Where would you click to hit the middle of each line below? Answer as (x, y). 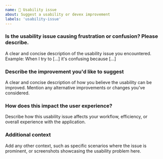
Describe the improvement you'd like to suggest (65, 72)
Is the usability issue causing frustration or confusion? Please (82, 36)
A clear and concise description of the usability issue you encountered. (78, 53)
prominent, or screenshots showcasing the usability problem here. (73, 151)
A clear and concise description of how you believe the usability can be (79, 82)
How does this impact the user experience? (59, 106)
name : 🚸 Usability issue (31, 10)
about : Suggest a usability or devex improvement (58, 14)
